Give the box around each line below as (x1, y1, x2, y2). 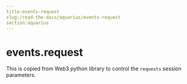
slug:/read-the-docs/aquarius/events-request (6, 14, 121, 20)
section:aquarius (6, 20, 49, 26)
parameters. (6, 71, 36, 79)
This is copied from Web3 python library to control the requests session (6, 65, 182, 72)
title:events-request (6, 8, 60, 15)
